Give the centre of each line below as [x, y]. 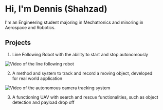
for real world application [37, 78]
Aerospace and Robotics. [30, 27]
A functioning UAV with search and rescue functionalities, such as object [85, 97]
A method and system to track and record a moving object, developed [82, 73]
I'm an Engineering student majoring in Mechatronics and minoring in [74, 22]
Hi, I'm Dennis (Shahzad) [56, 9]
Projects [18, 43]
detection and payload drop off [43, 102]
